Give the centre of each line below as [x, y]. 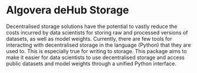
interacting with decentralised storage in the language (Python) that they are [98, 45]
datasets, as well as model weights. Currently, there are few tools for [89, 39]
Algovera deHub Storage [68, 10]
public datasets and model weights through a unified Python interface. [91, 63]
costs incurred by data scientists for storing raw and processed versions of [97, 32]
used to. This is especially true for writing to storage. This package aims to [96, 51]
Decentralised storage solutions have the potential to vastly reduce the [92, 26]
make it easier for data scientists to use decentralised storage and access [96, 57]
